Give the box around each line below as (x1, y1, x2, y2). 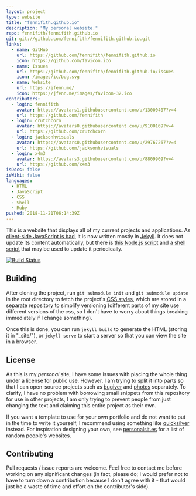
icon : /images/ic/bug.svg (16, 74, 80, 80)
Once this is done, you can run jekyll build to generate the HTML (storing (6, 325, 187, 332)
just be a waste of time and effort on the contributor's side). (6, 483, 150, 490)
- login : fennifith (11, 101, 59, 107)
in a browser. (6, 338, 37, 345)
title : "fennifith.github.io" (6, 19, 80, 25)
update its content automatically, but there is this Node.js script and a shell (6, 239, 186, 246)
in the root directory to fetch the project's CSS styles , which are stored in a (6, 295, 187, 302)
